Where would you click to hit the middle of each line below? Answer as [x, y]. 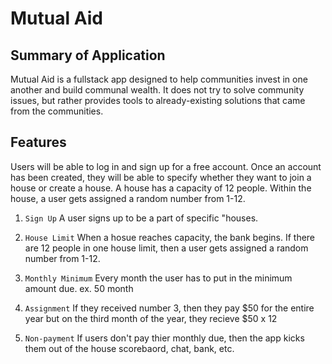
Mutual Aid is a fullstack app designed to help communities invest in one [159, 79]
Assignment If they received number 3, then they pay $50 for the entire [169, 308]
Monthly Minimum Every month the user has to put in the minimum [158, 278]
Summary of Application [88, 55]
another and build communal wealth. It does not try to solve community [157, 90]
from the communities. [57, 111]
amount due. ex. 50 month [79, 288]
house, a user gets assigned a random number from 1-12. [128, 198]
